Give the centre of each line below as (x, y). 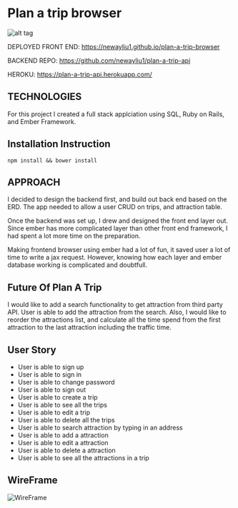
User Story (32, 350)
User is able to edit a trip (54, 412)
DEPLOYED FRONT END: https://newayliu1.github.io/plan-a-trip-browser (114, 46)
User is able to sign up (51, 367)
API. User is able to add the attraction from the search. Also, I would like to (117, 313)
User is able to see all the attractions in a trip (84, 458)
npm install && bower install (53, 161)
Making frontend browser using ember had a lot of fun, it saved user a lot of (119, 250)
